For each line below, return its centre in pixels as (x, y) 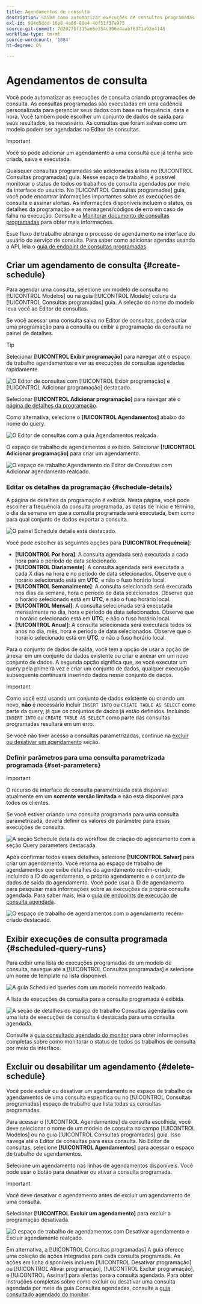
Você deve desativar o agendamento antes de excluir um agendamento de (98, 1195)
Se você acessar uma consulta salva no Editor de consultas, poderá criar (97, 320)
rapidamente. (23, 369)
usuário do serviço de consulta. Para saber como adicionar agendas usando (101, 240)
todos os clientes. (28, 803)
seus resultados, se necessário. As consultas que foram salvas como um (96, 123)
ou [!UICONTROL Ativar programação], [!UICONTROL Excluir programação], (100, 1268)
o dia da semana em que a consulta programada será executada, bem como (101, 512)
